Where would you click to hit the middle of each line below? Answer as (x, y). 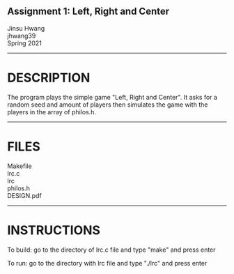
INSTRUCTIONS (54, 230)
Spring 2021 (24, 43)
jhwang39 (22, 36)
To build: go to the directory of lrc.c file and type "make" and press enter (111, 250)
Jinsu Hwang (26, 28)
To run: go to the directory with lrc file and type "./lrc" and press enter (107, 263)
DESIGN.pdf (24, 195)
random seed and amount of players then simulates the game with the (108, 105)
